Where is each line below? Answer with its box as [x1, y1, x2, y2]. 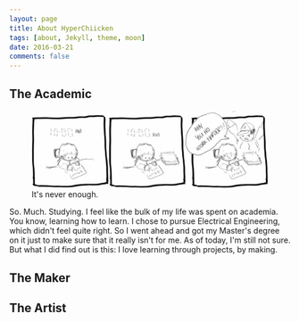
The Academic [9, 86, 92, 102]
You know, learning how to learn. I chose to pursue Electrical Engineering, [9, 216, 281, 227]
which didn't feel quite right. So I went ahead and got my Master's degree [9, 226, 280, 236]
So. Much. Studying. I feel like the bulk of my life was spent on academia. [9, 206, 278, 218]
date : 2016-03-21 [9, 43, 74, 52]
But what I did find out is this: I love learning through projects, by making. [9, 244, 278, 255]
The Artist [9, 301, 67, 316]
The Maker [9, 270, 71, 285]
